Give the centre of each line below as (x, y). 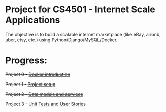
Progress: (26, 60)
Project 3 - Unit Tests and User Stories (46, 104)
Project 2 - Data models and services (44, 94)
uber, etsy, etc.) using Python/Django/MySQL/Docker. (61, 40)
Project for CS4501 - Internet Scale (80, 9)
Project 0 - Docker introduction (38, 74)
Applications (33, 20)
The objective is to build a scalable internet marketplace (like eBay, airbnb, (83, 34)
